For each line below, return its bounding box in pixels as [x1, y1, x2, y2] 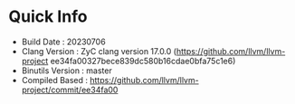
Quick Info [8, 6, 88, 27]
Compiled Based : [21, 74, 88, 85]
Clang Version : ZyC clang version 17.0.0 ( [21, 45, 177, 56]
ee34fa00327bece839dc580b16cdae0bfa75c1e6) [50, 55, 236, 66]
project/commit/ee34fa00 [21, 84, 119, 95]
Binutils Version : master [21, 65, 112, 76]
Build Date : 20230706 [21, 36, 106, 47]
